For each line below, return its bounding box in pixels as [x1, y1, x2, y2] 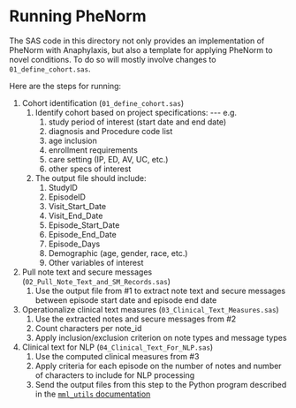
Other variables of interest [48, 257, 144, 268]
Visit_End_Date [48, 210, 103, 221]
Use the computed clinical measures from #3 [34, 351, 200, 361]
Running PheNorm [9, 6, 147, 26]
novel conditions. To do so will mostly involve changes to [9, 54, 216, 64]
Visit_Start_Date [48, 200, 107, 211]
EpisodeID [48, 192, 87, 202]
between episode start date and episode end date [34, 294, 217, 306]
